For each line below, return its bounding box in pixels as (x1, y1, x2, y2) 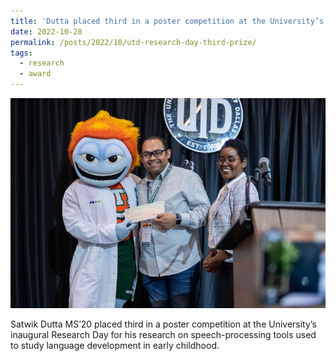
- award (19, 69, 52, 79)
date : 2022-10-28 (10, 26, 83, 37)
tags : (10, 48, 33, 58)
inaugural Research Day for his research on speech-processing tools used (10, 328, 317, 340)
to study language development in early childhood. (10, 339, 220, 351)
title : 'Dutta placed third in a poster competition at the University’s (10, 16, 325, 26)
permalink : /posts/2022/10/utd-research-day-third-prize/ (10, 37, 257, 47)
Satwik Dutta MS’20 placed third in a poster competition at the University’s (10, 318, 317, 330)
